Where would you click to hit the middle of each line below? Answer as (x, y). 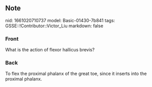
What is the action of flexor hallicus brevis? (50, 50)
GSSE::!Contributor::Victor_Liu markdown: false (54, 26)
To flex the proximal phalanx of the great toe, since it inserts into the (76, 74)
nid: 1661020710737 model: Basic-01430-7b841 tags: (60, 20)
